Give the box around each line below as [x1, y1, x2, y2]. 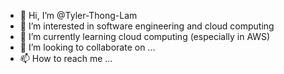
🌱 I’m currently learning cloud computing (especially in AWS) [19, 31, 271, 42]
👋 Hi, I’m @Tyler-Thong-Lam [19, 10, 138, 21]
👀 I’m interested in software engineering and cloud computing [19, 20, 275, 32]
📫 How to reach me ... [19, 53, 113, 64]
